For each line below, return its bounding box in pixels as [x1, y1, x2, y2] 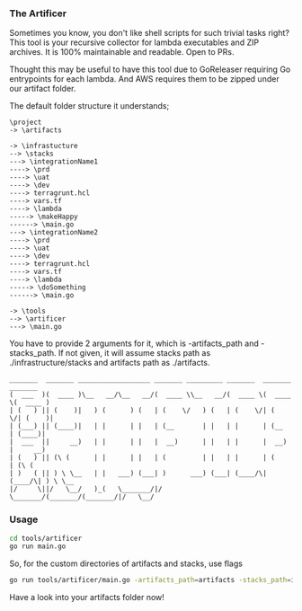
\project [9, 118, 42, 128]
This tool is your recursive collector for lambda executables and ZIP [9, 37, 259, 48]
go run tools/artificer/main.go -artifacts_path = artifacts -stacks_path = [9, 576, 292, 585]
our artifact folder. [9, 84, 76, 94]
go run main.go [9, 542, 67, 551]
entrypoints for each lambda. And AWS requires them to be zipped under [9, 74, 280, 84]
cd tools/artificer [9, 534, 83, 543]
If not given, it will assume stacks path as [58, 348, 211, 359]
